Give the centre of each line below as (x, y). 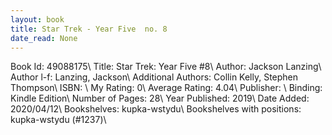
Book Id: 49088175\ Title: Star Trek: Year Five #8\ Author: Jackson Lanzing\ (166, 67)
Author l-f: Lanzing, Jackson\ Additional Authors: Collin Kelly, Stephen (154, 77)
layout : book (37, 19)
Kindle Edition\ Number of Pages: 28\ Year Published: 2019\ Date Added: (160, 98)
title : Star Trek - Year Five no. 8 (89, 29)
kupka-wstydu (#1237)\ (58, 120)
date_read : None (44, 38)
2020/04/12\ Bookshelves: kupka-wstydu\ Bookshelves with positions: (156, 109)
